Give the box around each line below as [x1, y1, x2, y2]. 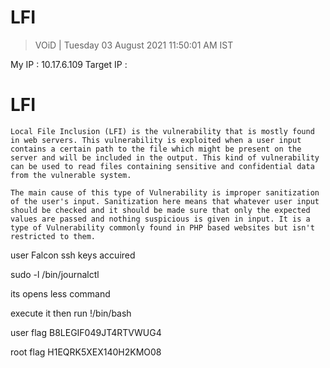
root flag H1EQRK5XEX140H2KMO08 [10, 346, 162, 358]
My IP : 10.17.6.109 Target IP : [10, 58, 128, 70]
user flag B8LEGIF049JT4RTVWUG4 [10, 326, 162, 338]
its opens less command [10, 287, 111, 300]
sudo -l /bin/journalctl [10, 268, 100, 280]
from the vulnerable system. [10, 170, 132, 180]
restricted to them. [10, 231, 97, 241]
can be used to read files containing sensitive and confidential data [10, 161, 315, 171]
